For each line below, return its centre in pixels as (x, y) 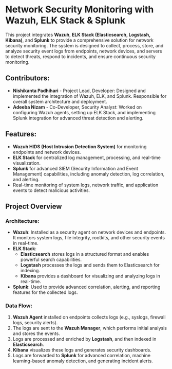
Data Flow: (19, 306)
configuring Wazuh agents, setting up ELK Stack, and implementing (84, 112)
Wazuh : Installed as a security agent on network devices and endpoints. (89, 232)
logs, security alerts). (35, 322)
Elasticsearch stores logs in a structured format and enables (85, 254)
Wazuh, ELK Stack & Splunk (65, 20)
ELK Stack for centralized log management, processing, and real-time (87, 157)
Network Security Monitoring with (80, 10)
